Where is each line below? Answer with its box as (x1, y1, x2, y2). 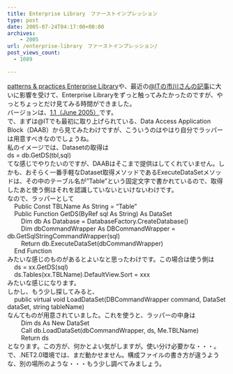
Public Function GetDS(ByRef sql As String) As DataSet (13, 209, 172, 217)
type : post (7, 17, 39, 24)
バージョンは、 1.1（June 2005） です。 (7, 108, 117, 116)
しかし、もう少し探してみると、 (7, 287, 99, 296)
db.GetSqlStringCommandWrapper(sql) (7, 231, 121, 240)
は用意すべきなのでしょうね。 (7, 134, 93, 143)
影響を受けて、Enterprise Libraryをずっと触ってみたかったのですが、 (19, 90, 218, 99)
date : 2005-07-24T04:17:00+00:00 (7, 23, 105, 30)
